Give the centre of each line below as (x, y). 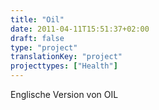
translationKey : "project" (66, 57)
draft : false (37, 38)
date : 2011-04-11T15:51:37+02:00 (80, 29)
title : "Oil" (37, 19)
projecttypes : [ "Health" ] (64, 66)
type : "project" (44, 47)
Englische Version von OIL (64, 94)
